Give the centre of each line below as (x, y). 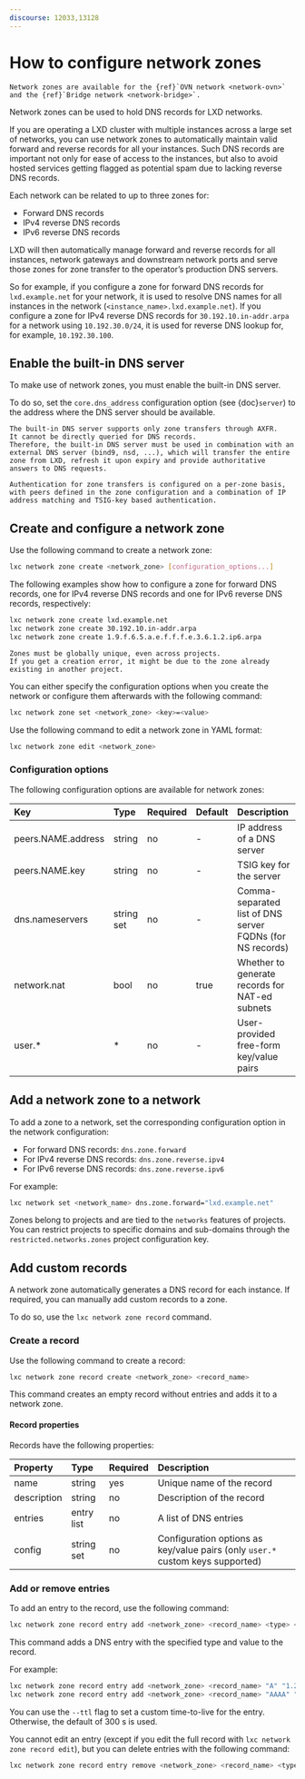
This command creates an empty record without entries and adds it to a (143, 1394)
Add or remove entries (60, 1588)
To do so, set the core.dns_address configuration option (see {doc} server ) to (152, 403)
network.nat (39, 984)
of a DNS (256, 838)
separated (259, 902)
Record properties (44, 1425)
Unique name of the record (215, 1483)
